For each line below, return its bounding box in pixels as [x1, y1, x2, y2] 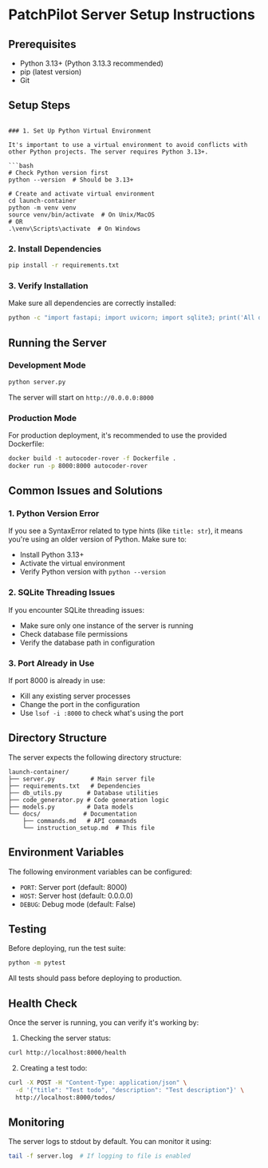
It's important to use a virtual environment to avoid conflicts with [8, 141, 248, 149]
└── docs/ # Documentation [8, 809, 137, 818]
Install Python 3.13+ [19, 550, 85, 560]
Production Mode [8, 412, 77, 423]
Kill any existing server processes [19, 691, 131, 701]
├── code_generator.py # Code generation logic [8, 796, 170, 804]
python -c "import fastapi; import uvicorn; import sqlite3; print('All [8, 314, 255, 322]
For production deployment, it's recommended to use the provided [8, 431, 227, 440]
